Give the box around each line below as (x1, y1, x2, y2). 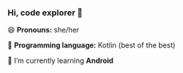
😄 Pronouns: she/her (7, 25, 80, 35)
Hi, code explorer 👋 (7, 7, 83, 18)
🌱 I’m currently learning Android (7, 56, 113, 66)
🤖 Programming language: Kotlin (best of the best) (7, 40, 176, 50)
